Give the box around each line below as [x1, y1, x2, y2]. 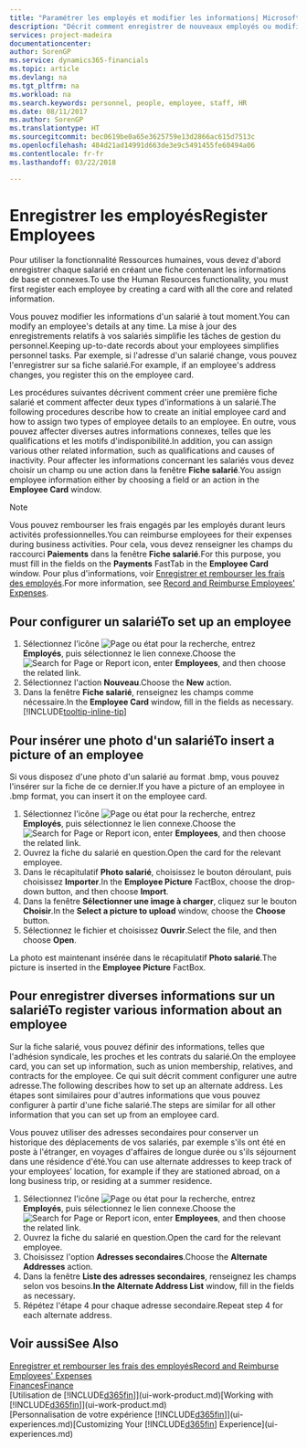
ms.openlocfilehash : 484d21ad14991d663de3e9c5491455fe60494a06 [9, 141, 256, 150]
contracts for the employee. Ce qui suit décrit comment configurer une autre [9, 1070, 297, 1081]
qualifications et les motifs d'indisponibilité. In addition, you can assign [9, 436, 273, 447]
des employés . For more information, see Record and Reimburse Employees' [9, 577, 295, 589]
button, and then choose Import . [46, 886, 169, 897]
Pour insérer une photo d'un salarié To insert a [9, 733, 275, 748]
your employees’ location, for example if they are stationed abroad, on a [9, 1166, 281, 1177]
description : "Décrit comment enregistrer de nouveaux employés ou [9, 22, 272, 31]
